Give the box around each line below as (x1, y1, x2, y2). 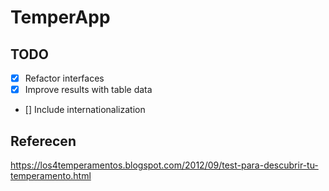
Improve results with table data (24, 84, 153, 96)
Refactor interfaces (24, 72, 105, 84)
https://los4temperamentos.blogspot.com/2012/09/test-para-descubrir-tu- (10, 159, 319, 171)
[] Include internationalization (24, 104, 146, 116)
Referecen (10, 132, 77, 150)
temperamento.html (10, 169, 92, 181)
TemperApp (10, 6, 111, 29)
